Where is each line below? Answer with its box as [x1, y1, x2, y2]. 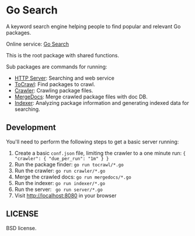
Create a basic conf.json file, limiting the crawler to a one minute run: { [14, 149, 186, 156]
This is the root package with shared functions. [6, 52, 120, 59]
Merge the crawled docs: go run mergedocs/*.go [14, 173, 131, 180]
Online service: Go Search [6, 40, 69, 47]
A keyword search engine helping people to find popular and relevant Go [6, 23, 181, 30]
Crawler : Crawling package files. [14, 87, 93, 94]
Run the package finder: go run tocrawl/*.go [14, 160, 124, 167]
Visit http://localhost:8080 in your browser [14, 191, 117, 199]
